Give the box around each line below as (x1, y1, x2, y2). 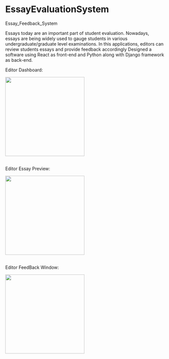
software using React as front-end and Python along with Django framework (5, 52, 164, 58)
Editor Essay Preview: (5, 166, 51, 172)
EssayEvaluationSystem (5, 4, 109, 15)
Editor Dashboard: (5, 67, 43, 73)
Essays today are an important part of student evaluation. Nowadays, (5, 30, 149, 36)
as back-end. (5, 57, 33, 63)
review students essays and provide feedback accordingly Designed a (5, 46, 152, 52)
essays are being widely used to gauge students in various (5, 35, 128, 42)
